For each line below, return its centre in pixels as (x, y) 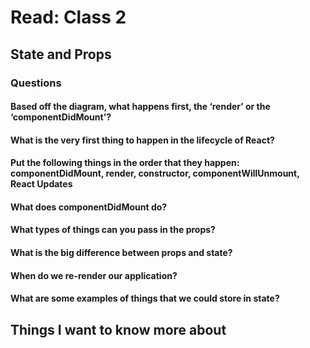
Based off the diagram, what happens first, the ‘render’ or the (140, 107)
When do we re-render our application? (94, 275)
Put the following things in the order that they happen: (125, 163)
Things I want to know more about (118, 329)
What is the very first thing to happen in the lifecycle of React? (142, 140)
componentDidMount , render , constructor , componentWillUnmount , (155, 173)
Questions (36, 83)
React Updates (41, 184)
